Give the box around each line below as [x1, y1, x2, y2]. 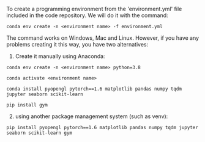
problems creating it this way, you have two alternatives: [6, 41, 149, 48]
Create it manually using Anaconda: [15, 53, 105, 60]
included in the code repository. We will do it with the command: [6, 12, 168, 19]
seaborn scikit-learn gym [6, 130, 72, 136]
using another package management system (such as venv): [15, 113, 168, 120]
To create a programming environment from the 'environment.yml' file [6, 6, 182, 12]
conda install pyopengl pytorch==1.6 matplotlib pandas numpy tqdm [6, 86, 182, 92]
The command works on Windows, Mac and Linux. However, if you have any [6, 34, 199, 42]
